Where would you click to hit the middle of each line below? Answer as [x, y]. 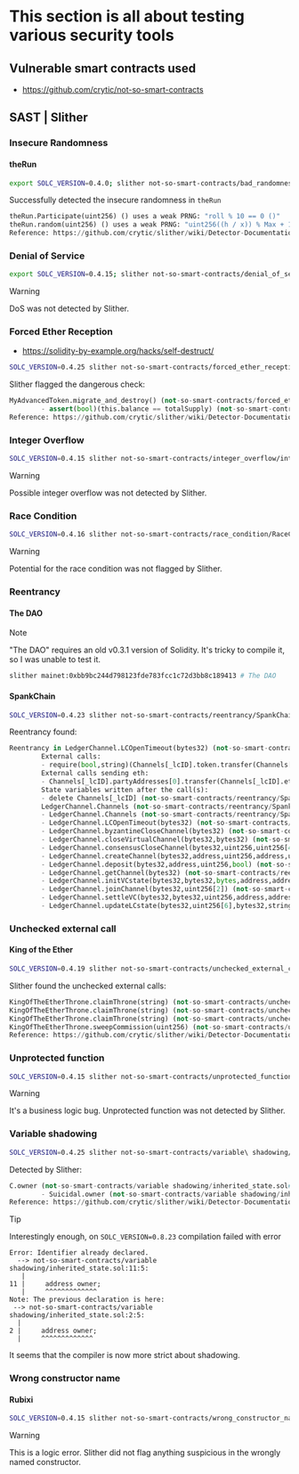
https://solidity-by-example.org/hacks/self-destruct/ [118, 351]
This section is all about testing [127, 16]
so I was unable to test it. [55, 659]
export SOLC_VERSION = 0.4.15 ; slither [79, 274]
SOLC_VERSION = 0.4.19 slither [63, 969]
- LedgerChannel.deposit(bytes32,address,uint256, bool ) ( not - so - [165, 864]
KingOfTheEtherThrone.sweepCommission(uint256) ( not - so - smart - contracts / [149, 1027]
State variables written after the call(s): [125, 790]
